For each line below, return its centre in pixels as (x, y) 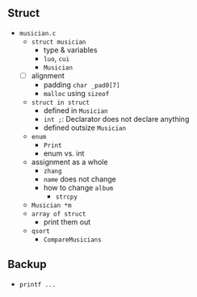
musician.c (38, 33)
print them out (67, 222)
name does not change (80, 179)
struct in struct (61, 102)
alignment (48, 75)
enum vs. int (64, 153)
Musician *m (51, 205)
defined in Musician (75, 110)
